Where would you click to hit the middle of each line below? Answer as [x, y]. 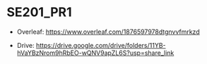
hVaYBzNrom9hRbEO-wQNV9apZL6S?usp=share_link [95, 53]
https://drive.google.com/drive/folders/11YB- [101, 45]
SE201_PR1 [39, 12]
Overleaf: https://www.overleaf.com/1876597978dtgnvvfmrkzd [108, 32]
